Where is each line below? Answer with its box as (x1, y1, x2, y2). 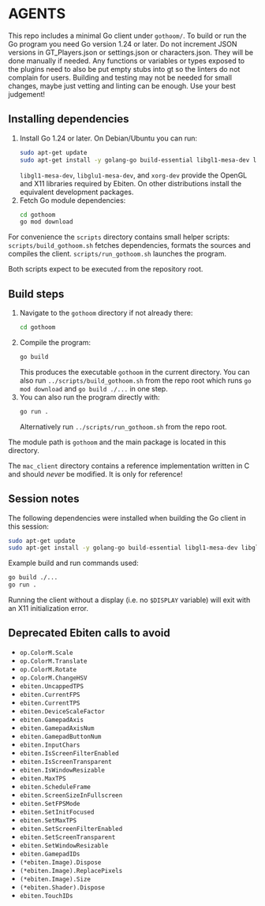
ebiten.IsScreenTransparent (19, 758, 112, 766)
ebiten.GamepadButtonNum (19, 732, 102, 740)
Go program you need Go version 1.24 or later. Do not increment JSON (8, 39, 237, 48)
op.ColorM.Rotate (19, 665, 77, 673)
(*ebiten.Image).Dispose (19, 858, 102, 867)
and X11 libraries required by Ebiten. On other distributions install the (19, 178, 242, 188)
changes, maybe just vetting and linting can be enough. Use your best (8, 80, 237, 91)
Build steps (8, 287, 65, 301)
